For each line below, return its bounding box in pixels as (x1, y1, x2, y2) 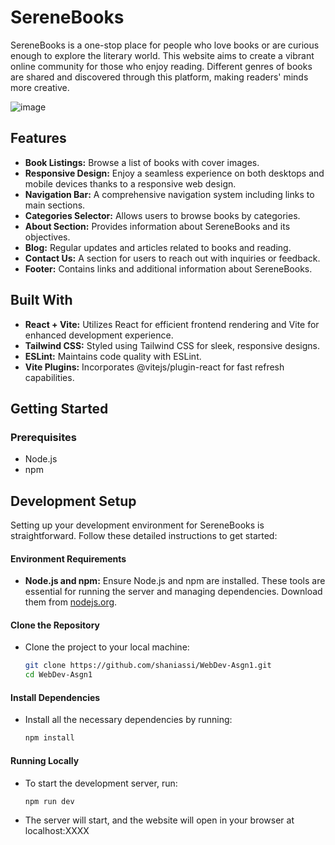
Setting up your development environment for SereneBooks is (10, 519, 265, 531)
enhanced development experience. (24, 329, 174, 341)
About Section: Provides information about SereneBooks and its (24, 220, 291, 232)
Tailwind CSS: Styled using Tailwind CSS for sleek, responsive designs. (24, 339, 321, 351)
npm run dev (24, 796, 75, 806)
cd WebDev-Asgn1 (24, 670, 93, 680)
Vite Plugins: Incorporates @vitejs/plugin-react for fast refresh (24, 361, 285, 373)
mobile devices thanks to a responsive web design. (24, 177, 237, 190)
